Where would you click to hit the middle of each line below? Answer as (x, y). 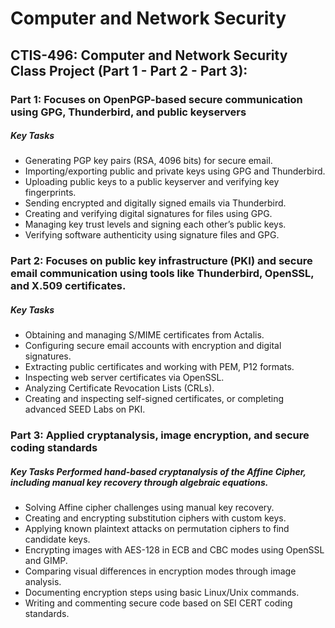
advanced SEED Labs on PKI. (85, 409)
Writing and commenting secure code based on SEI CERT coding (158, 603)
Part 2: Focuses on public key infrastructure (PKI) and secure (161, 261)
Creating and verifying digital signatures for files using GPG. (148, 214)
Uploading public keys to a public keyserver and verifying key (152, 182)
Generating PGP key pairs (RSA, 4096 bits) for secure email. (148, 161)
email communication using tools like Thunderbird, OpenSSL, (162, 274)
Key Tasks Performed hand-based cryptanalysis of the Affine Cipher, (158, 471)
